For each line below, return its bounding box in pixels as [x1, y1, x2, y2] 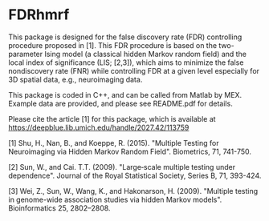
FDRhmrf [8, 6, 70, 24]
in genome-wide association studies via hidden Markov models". [8, 195, 222, 204]
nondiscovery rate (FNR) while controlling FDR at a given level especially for [8, 66, 259, 75]
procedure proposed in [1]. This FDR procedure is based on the [8, 40, 218, 50]
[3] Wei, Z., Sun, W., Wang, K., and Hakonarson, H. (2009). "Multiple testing [8, 186, 259, 195]
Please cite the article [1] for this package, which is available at [8, 114, 216, 123]
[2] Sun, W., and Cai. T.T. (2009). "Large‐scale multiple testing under [8, 162, 235, 171]
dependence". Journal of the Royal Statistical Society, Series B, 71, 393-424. [8, 171, 262, 180]
